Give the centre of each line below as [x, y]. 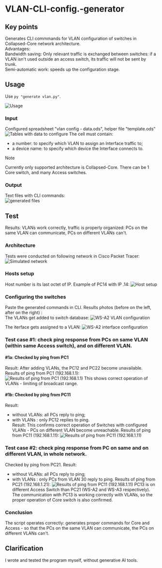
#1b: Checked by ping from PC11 [38, 394]
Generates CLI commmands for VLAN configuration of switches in [71, 38]
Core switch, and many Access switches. [46, 173]
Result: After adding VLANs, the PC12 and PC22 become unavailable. [74, 368]
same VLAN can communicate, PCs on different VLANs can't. [66, 233]
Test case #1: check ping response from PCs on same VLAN [77, 340]
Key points [22, 27]
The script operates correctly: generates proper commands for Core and [77, 523]
